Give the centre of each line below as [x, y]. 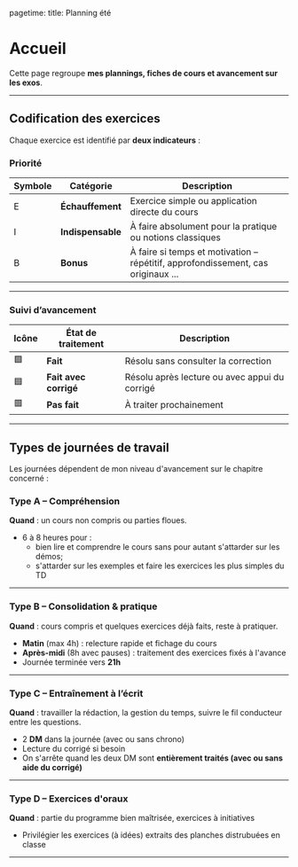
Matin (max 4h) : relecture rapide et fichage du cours [119, 643]
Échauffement [91, 207]
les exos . [26, 82]
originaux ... [154, 274]
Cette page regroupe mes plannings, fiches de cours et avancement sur [143, 73]
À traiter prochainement [174, 404]
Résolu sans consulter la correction [198, 361]
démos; [49, 557]
